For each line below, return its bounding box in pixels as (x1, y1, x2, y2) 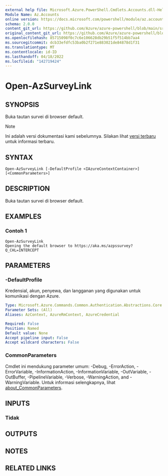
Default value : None (5, 330, 48, 336)
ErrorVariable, (5, 368, 34, 374)
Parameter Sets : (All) (5, 308, 52, 313)
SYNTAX (5, 153, 33, 161)
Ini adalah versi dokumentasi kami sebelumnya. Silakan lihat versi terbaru (5, 133, 156, 139)
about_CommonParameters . (5, 385, 63, 391)
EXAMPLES (5, 212, 41, 221)
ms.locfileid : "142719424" (5, 59, 61, 64)
